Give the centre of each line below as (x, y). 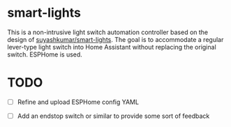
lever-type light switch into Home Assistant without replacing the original (112, 47)
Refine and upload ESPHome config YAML (78, 102)
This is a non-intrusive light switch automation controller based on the (108, 32)
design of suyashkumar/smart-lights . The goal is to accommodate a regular (115, 39)
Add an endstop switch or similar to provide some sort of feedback (113, 116)
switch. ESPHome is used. (45, 54)
